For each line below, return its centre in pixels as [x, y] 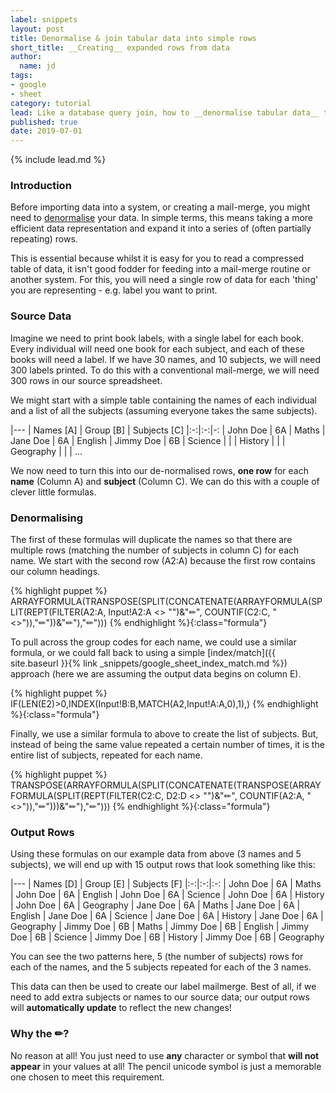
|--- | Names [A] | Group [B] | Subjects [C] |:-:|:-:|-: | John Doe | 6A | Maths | [168, 430]
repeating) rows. [44, 239]
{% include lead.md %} [58, 160]
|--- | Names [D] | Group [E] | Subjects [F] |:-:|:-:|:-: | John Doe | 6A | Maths [166, 884]
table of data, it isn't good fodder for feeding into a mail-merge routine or [160, 269]
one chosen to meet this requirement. [87, 1077]
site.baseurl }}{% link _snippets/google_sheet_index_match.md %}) [149, 663]
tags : [21, 76]
